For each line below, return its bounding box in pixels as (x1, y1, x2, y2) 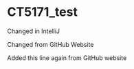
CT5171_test (7, 4, 78, 20)
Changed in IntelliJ (7, 27, 60, 35)
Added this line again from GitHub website (7, 53, 127, 62)
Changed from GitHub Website (7, 40, 94, 48)
